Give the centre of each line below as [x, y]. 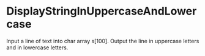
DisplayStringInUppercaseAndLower [102, 11]
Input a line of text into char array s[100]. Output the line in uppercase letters [103, 41]
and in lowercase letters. [37, 47]
